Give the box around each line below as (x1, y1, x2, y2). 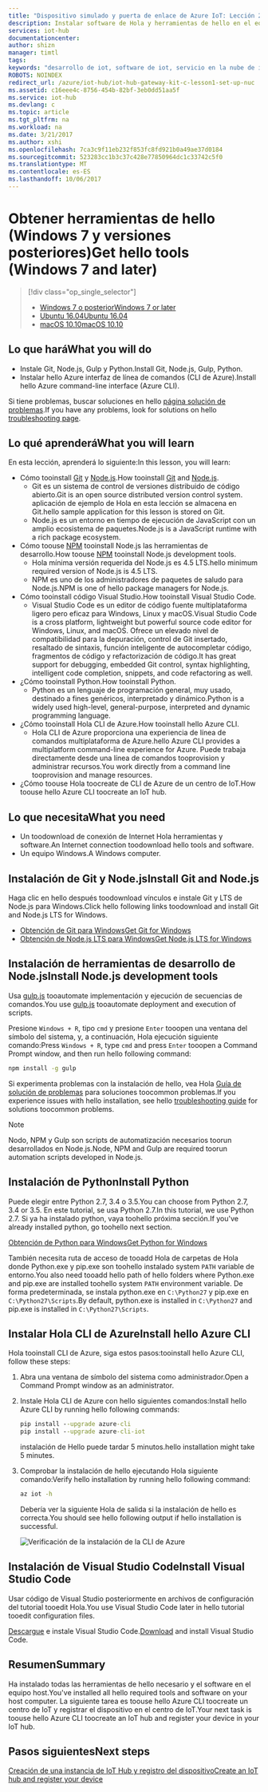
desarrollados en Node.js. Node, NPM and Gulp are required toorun (8, 1144, 227, 1153)
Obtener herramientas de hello (8, 209, 215, 228)
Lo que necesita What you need (8, 810, 166, 824)
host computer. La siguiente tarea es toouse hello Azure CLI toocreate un (8, 1696, 249, 1706)
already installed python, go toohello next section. (8, 1222, 173, 1232)
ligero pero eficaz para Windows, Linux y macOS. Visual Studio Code (31, 609, 258, 619)
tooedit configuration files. (8, 1611, 96, 1620)
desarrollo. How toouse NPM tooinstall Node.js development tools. (19, 549, 237, 560)
